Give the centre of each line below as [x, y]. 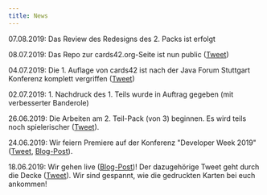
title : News [28, 16]
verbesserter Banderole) [49, 102]
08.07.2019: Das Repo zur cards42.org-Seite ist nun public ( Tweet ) [119, 54]
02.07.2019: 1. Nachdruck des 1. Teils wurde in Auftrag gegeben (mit [121, 94]
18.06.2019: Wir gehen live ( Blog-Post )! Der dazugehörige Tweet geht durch [134, 167]
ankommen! [28, 184]
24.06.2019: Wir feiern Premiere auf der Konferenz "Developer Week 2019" [133, 143]
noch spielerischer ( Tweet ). [54, 127]
